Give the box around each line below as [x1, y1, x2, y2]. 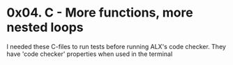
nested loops [6, 19, 84, 35]
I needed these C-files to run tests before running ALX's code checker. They [6, 42, 226, 50]
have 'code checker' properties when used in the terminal [6, 50, 173, 58]
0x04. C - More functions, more [6, 5, 193, 21]
